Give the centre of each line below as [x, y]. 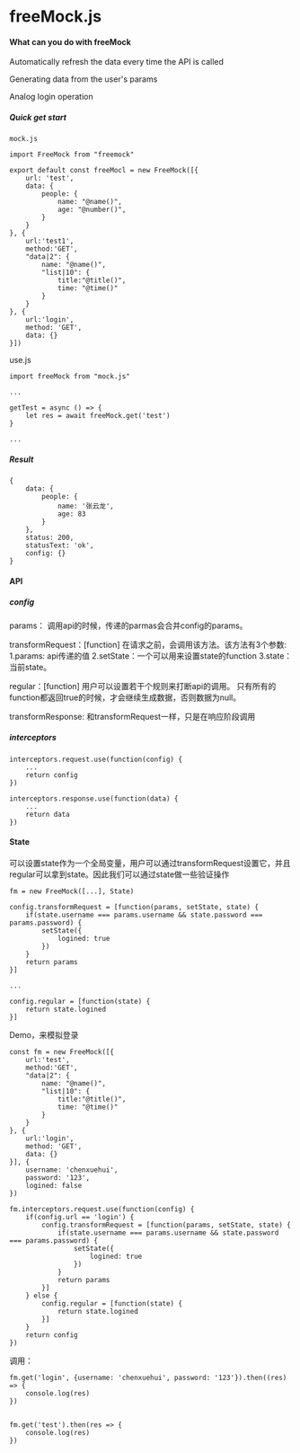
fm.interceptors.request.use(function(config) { [102, 1209]
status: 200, [50, 538]
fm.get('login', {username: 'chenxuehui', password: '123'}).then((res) [148, 1378]
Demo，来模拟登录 [44, 1035]
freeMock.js [55, 17]
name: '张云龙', [86, 506]
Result [22, 459]
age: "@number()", [92, 210]
